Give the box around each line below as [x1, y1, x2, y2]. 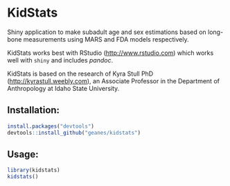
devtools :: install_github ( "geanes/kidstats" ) [7, 129, 141, 136]
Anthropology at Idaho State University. [7, 84, 120, 92]
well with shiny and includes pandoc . [7, 56, 113, 64]
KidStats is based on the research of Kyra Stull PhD [7, 69, 154, 78]
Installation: [7, 104, 60, 116]
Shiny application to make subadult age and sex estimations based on [7, 28, 206, 36]
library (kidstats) [7, 167, 60, 174]
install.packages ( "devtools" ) [7, 123, 95, 130]
